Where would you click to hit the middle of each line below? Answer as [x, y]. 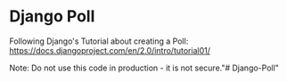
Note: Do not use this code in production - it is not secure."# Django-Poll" [144, 68]
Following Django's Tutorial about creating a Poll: [99, 41]
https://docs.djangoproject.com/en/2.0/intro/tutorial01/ [110, 50]
